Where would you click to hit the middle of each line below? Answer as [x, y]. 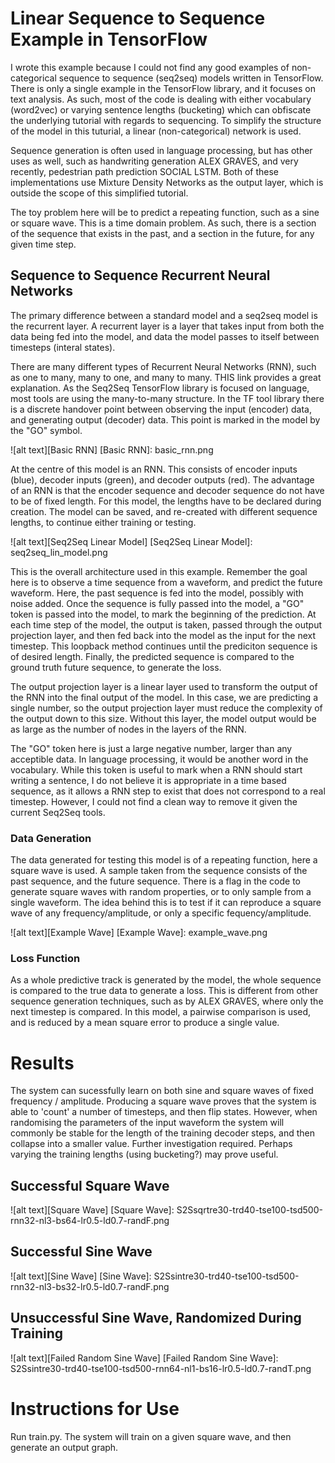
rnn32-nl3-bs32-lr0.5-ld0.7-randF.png [90, 1286]
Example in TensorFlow [109, 39]
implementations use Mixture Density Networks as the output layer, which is [167, 182]
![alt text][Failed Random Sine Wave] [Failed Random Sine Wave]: [144, 1358]
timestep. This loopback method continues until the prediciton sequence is [164, 646]
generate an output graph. [64, 1447]
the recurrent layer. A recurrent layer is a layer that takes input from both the [167, 326]
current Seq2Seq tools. [58, 812]
